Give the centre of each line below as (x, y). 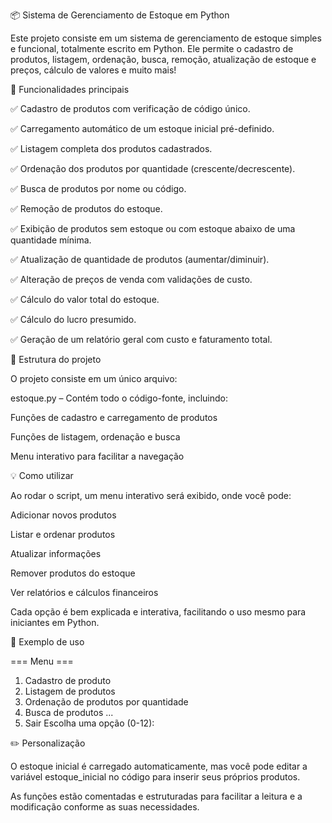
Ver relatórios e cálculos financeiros (84, 592)
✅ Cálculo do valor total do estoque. (85, 299)
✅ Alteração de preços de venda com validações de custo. (131, 279)
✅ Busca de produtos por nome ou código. (98, 188)
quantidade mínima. (51, 240)
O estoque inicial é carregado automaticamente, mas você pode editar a (159, 766)
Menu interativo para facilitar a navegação (97, 456)
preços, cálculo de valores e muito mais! (93, 70)
